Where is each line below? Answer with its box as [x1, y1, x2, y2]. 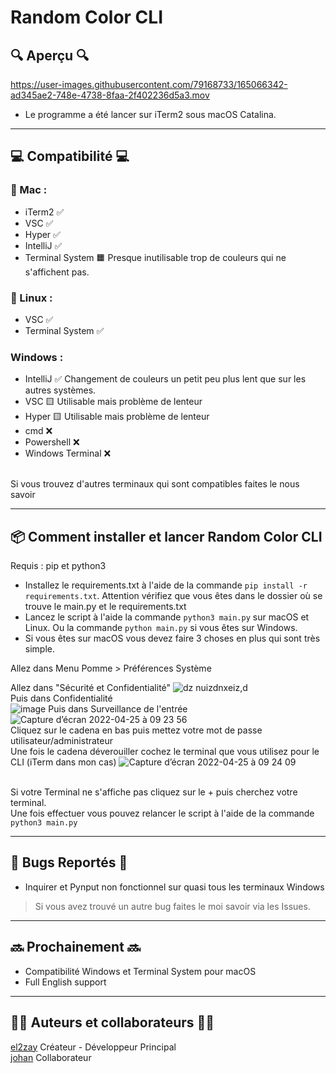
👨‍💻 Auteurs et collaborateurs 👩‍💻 [10, 1014, 215, 1031]
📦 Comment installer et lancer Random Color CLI [10, 528, 323, 545]
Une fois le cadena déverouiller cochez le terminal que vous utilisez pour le [10, 746, 320, 758]
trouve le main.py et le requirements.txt [24, 601, 187, 613]
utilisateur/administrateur [10, 735, 114, 747]
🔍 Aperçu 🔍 [10, 47, 90, 64]
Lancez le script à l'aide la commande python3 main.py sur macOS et [24, 611, 310, 623]
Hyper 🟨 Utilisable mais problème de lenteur [24, 411, 210, 423]
